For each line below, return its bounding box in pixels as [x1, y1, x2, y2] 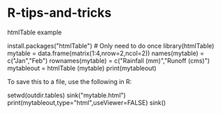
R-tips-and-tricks [7, 5, 112, 21]
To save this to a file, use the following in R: [7, 77, 132, 85]
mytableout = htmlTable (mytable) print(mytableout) [7, 64, 157, 72]
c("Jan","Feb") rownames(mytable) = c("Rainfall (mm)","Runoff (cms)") [7, 56, 210, 64]
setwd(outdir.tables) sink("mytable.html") [7, 91, 126, 99]
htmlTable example [7, 28, 62, 36]
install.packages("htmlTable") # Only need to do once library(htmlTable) [7, 41, 215, 50]
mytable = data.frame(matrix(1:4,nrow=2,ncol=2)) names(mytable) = [7, 49, 205, 57]
